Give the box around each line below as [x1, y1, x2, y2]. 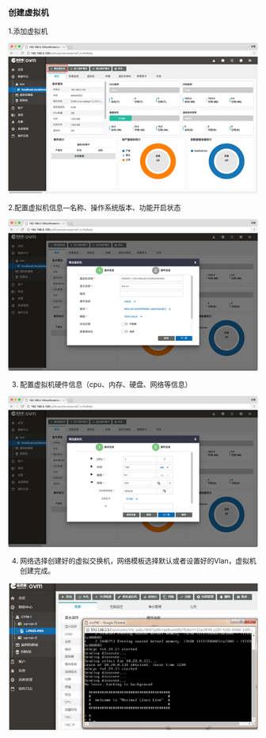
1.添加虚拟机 [8, 26, 48, 36]
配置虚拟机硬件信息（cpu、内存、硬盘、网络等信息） [19, 379, 192, 389]
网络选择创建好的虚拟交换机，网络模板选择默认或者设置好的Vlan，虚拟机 [19, 556, 256, 565]
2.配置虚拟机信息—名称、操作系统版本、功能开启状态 [8, 203, 181, 212]
